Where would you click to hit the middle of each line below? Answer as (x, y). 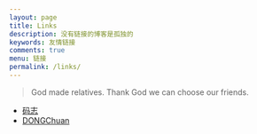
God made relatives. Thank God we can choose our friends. (140, 92)
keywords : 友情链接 (43, 42)
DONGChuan (46, 120)
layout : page (33, 17)
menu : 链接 (28, 59)
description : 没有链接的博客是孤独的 (71, 34)
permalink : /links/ (45, 67)
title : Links (33, 26)
